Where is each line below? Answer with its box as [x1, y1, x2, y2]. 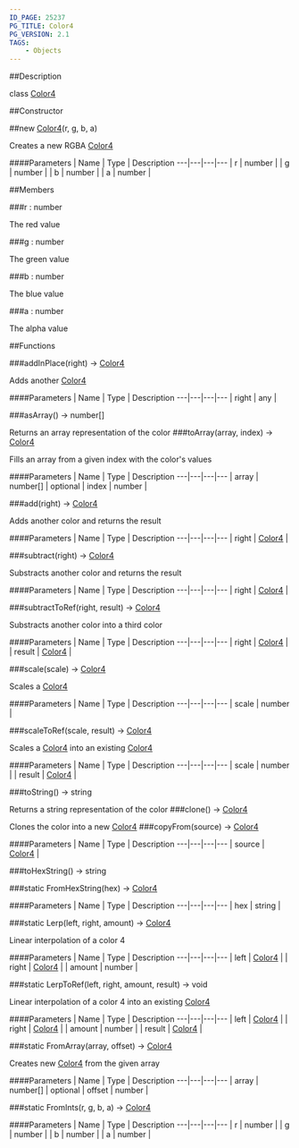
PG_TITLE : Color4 [9, 21, 74, 30]
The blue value [9, 288, 64, 300]
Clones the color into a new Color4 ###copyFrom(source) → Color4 [9, 821, 259, 832]
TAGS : [9, 38, 29, 47]
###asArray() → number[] [9, 410, 105, 421]
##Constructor [9, 106, 64, 116]
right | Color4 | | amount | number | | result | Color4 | [9, 1024, 203, 1034]
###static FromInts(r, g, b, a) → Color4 [9, 1102, 152, 1113]
